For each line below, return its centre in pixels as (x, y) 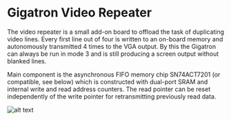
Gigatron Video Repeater (80, 13)
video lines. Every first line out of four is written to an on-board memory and (115, 39)
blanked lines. (27, 61)
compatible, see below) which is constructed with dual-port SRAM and (108, 81)
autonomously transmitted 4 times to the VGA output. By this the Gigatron (112, 46)
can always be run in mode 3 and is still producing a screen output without (113, 54)
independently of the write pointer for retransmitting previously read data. (112, 96)
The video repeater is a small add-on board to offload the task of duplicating (116, 32)
